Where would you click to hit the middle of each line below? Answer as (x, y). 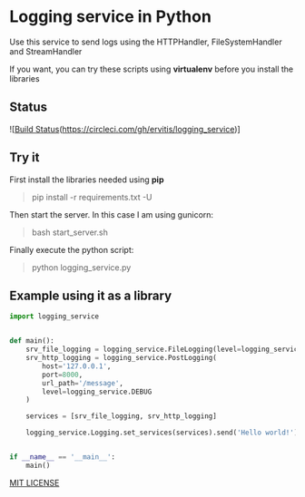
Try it (25, 157)
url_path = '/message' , (83, 383)
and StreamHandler (46, 51)
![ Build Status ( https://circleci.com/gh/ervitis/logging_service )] (125, 129)
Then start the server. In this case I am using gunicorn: (112, 214)
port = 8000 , (63, 375)
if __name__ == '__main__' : (63, 457)
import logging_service (54, 317)
